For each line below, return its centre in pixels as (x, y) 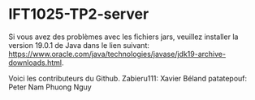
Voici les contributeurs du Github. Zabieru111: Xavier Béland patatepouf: (128, 78)
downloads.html (35, 63)
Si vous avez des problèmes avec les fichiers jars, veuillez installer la (123, 37)
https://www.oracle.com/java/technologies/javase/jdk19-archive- (117, 54)
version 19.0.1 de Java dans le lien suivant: (79, 45)
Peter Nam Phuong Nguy (50, 87)
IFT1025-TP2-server (79, 14)
